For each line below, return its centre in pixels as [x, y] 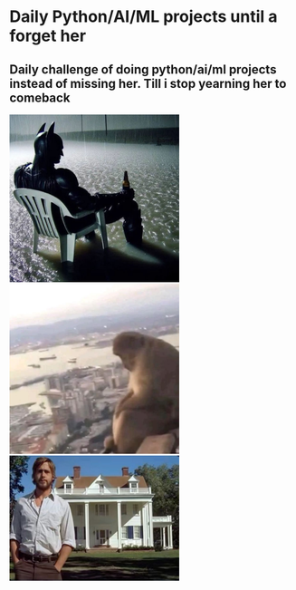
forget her [48, 36]
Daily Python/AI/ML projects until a [143, 17]
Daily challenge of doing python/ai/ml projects [143, 69]
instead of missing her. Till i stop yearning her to [148, 83]
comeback [40, 97]
